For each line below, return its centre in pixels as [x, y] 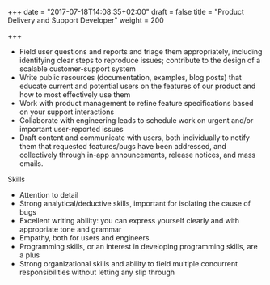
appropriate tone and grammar [70, 229]
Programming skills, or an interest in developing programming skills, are [138, 247]
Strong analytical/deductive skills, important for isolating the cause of [135, 203]
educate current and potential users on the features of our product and [137, 86]
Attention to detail [49, 195]
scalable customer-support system [78, 69]
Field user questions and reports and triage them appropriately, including [141, 51]
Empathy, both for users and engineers [84, 238]
